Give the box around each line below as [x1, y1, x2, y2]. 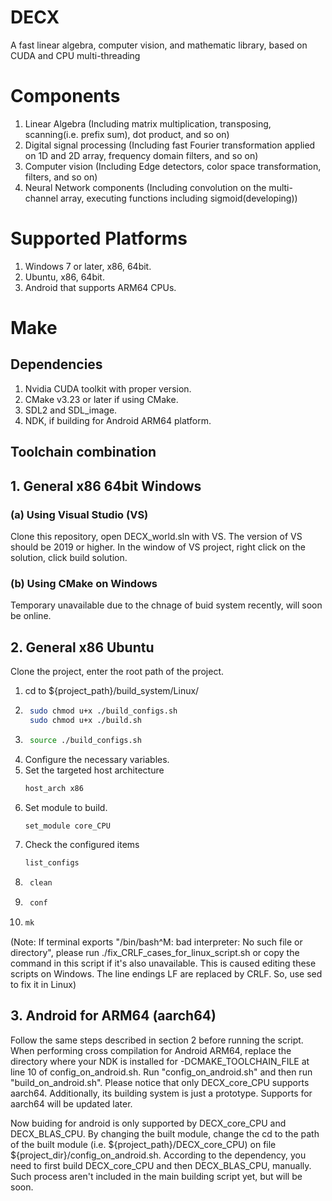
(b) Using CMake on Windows [10, 576, 158, 590]
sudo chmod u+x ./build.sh [29, 715, 142, 725]
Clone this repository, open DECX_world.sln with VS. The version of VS [10, 530, 303, 542]
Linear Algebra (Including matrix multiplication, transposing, [24, 117, 272, 130]
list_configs [24, 858, 80, 868]
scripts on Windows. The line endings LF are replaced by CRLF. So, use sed [10, 967, 323, 980]
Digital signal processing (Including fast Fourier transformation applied [24, 139, 316, 151]
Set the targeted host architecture [24, 764, 165, 776]
